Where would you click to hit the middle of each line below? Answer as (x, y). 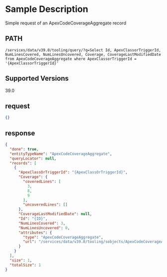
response (20, 133)
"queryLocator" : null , (33, 158)
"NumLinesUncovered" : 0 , (44, 228)
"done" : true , (24, 149)
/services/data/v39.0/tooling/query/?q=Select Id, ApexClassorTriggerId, (83, 50)
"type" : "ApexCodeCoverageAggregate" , (63, 237)
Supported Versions (37, 78)
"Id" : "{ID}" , (33, 219)
